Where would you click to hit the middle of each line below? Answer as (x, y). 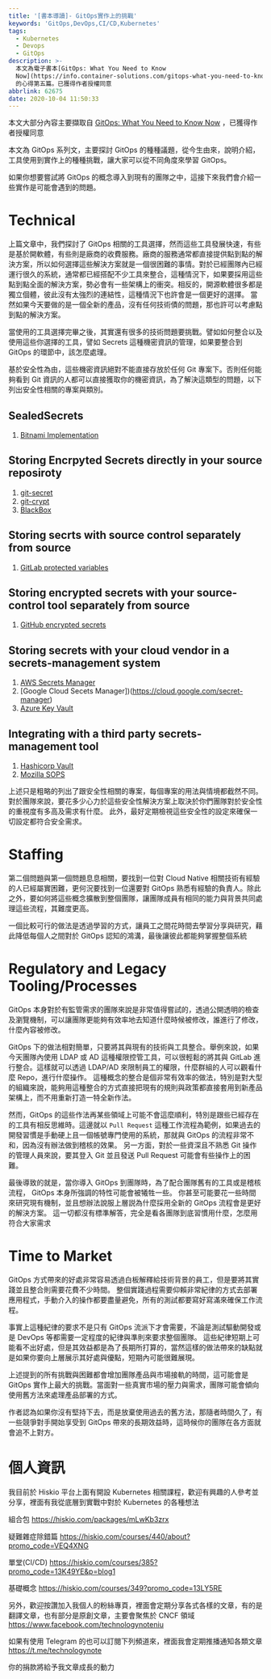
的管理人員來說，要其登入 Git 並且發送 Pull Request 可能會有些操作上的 (126, 1155)
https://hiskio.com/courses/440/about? (125, 1536)
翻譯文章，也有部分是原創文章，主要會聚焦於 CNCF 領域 (102, 1615)
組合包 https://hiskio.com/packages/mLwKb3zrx (89, 1519)
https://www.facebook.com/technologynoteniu (86, 1624)
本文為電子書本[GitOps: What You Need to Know (91, 69)
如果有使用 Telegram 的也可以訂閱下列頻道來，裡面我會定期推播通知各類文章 (135, 1641)
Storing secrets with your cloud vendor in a (119, 650)
